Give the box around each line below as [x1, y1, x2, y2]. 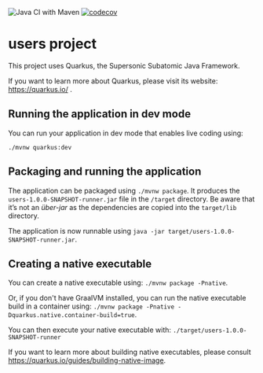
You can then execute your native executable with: [8, 325, 171, 334]
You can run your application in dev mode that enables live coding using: [8, 128, 243, 138]
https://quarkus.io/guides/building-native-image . [8, 356, 166, 365]
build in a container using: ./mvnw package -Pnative [8, 301, 175, 311]
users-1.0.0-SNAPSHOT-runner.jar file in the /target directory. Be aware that [8, 194, 255, 204]
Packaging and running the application [8, 165, 202, 179]
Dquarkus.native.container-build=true [8, 312, 135, 319]
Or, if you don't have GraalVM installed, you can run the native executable [8, 294, 247, 303]
